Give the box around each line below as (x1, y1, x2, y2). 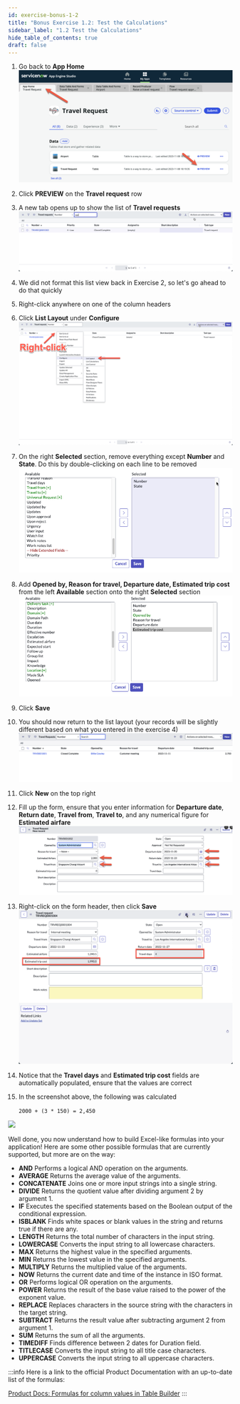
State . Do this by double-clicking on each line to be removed (18, 460, 197, 468)
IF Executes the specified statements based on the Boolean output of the (18, 1202, 233, 1210)
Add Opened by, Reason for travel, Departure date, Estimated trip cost (18, 580, 230, 588)
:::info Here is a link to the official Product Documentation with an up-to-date (8, 1368, 233, 1376)
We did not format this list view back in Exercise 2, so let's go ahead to (18, 279, 226, 287)
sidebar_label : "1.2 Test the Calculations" (8, 26, 142, 34)
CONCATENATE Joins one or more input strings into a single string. (18, 1179, 217, 1187)
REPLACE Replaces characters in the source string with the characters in (18, 1300, 233, 1309)
